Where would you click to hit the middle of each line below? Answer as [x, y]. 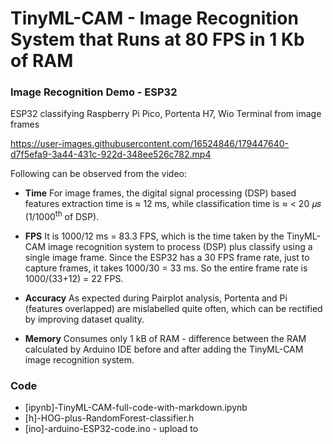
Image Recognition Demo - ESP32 [94, 92]
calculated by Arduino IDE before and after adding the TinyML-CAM [164, 349]
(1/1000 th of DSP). [62, 216]
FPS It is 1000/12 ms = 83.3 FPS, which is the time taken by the [154, 236]
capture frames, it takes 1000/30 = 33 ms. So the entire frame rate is [166, 268]
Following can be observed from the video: [99, 174]
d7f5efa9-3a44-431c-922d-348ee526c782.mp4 [111, 154]
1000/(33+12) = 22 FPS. [74, 279]
